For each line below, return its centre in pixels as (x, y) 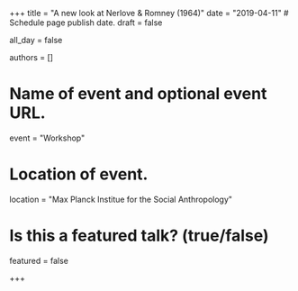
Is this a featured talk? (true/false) (139, 236)
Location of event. (79, 174)
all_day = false (36, 40)
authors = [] (32, 57)
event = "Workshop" (47, 138)
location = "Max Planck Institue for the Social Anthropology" (121, 199)
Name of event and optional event (138, 94)
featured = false (39, 260)
